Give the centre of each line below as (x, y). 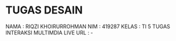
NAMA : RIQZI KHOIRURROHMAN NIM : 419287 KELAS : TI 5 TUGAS (88, 26)
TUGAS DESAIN (44, 10)
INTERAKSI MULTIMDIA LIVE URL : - (49, 32)
